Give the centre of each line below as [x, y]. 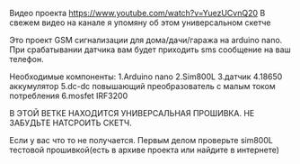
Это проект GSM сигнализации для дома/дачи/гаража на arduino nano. [146, 40]
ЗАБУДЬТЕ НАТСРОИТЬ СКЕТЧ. [71, 123]
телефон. [26, 59]
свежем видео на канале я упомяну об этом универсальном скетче [140, 23]
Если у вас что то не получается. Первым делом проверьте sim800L [141, 140]
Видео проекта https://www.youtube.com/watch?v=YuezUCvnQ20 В [137, 13]
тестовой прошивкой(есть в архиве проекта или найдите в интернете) [145, 150]
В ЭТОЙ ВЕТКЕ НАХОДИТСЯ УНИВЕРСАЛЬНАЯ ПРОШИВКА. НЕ [132, 113]
